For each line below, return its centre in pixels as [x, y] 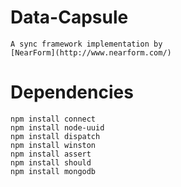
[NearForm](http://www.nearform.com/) [91, 52]
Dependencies [72, 92]
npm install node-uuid [57, 127]
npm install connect [53, 119]
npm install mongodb [53, 171]
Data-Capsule [69, 17]
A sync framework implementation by [86, 44]
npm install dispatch [55, 136]
